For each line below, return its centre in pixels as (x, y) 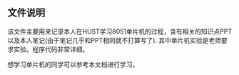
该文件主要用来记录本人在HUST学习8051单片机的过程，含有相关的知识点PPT (120, 31)
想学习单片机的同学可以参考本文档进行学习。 (73, 64)
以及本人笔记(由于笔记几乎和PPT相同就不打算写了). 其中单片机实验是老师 (115, 40)
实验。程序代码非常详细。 (51, 49)
